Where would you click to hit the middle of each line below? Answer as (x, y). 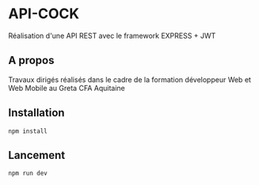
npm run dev (28, 174)
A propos (31, 60)
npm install (28, 131)
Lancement (37, 155)
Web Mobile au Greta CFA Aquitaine (67, 88)
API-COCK (44, 14)
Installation (36, 113)
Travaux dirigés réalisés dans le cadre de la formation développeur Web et (130, 79)
